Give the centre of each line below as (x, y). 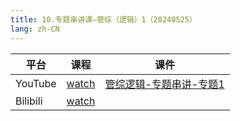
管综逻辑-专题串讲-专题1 (164, 84)
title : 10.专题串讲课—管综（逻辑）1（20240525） (103, 19)
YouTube (36, 83)
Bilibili (29, 101)
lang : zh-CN (35, 29)
